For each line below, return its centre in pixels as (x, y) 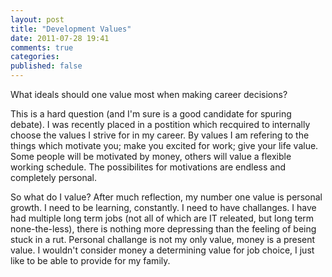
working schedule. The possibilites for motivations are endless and (148, 167)
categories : (35, 57)
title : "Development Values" (71, 29)
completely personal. (53, 177)
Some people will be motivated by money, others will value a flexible (151, 156)
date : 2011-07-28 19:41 (60, 38)
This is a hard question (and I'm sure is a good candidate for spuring (151, 114)
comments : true (42, 47)
